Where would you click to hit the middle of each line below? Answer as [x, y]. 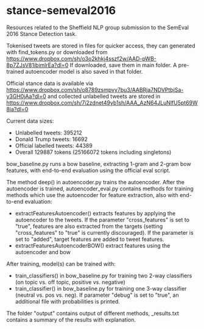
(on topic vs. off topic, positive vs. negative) [70, 282]
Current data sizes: [30, 121]
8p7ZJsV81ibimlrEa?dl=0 [37, 65]
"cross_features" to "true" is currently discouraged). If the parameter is [104, 232]
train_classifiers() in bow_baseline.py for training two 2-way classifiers [104, 275]
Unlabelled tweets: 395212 [48, 133]
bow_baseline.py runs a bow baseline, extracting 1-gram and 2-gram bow [99, 164]
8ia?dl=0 [17, 109]
